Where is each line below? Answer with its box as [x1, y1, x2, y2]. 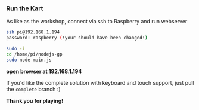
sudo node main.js [6, 57, 52, 63]
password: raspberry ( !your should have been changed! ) [6, 35, 148, 41]
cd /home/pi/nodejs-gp [6, 51, 63, 57]
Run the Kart [6, 4, 43, 13]
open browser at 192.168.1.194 [6, 68, 82, 75]
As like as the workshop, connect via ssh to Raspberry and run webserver [6, 18, 188, 25]
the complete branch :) [6, 85, 61, 93]
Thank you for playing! [6, 97, 64, 104]
